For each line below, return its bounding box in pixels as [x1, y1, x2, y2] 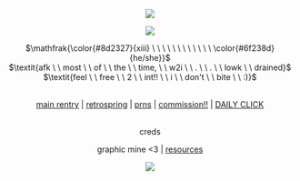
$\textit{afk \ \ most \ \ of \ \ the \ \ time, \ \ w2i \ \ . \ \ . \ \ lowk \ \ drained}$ [8, 62, 292, 73]
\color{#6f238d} [213, 43, 275, 54]
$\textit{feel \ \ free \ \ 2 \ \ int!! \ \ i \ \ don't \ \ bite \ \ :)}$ [43, 72, 257, 82]
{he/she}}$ [128, 53, 172, 63]
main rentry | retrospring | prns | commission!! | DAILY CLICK [35, 99, 265, 109]
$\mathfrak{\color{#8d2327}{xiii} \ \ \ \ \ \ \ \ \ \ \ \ [25, 43, 212, 54]
